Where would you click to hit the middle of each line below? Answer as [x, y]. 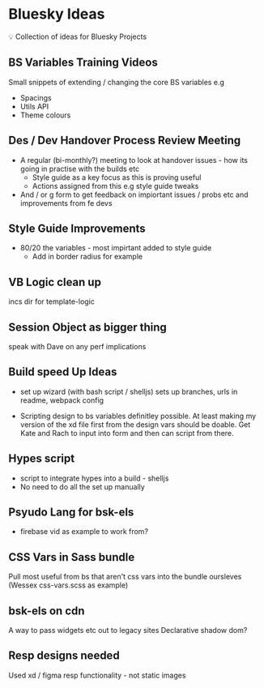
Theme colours [45, 115]
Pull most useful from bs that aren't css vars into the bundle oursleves [125, 577]
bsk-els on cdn [47, 611]
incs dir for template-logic [52, 301]
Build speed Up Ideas [63, 372]
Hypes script [42, 459]
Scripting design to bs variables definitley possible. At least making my [138, 416]
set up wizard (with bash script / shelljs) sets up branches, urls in [129, 391]
